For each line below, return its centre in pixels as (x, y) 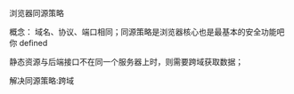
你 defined (29, 43)
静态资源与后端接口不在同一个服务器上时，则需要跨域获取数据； (126, 62)
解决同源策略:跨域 (42, 81)
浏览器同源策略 (37, 13)
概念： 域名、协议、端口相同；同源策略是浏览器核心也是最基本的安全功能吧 (147, 32)
